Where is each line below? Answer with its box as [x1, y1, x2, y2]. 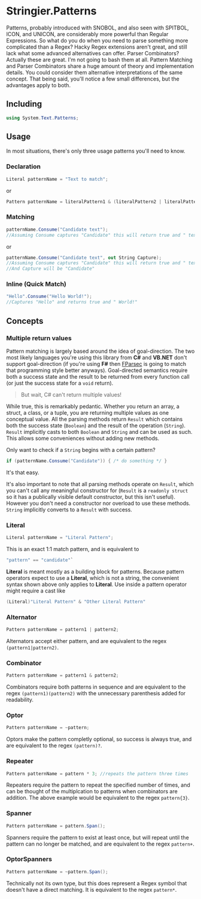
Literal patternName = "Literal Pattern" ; [6, 535, 114, 541]
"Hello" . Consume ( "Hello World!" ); [6, 293, 93, 300]
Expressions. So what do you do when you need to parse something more [6, 37, 188, 44]
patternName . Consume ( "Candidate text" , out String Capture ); [6, 254, 162, 261]
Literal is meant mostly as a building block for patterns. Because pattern [6, 568, 184, 575]
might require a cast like [6, 587, 66, 594]
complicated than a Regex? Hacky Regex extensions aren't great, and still [6, 43, 187, 50]
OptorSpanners [6, 855, 53, 864]
